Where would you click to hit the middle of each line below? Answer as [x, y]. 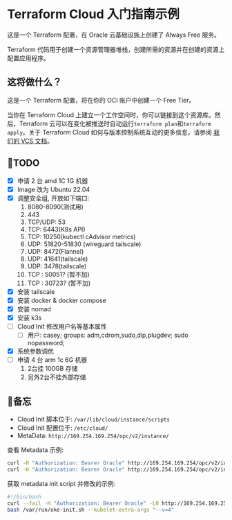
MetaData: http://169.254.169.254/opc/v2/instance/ [93, 436]
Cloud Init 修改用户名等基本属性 [62, 326]
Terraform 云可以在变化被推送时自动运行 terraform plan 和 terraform [115, 123]
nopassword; [46, 343]
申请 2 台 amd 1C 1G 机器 [52, 180]
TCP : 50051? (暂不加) [58, 274]
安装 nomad [34, 309]
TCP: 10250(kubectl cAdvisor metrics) [81, 236]
